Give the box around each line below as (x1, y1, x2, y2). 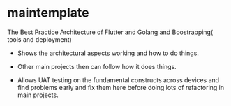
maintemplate (7, 5, 89, 21)
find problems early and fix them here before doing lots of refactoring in (17, 83, 225, 91)
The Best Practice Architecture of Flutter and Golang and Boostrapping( (7, 28, 214, 36)
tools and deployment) (7, 35, 72, 43)
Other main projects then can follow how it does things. (17, 62, 177, 70)
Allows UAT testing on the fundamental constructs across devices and (17, 75, 220, 84)
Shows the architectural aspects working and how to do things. (17, 49, 199, 57)
